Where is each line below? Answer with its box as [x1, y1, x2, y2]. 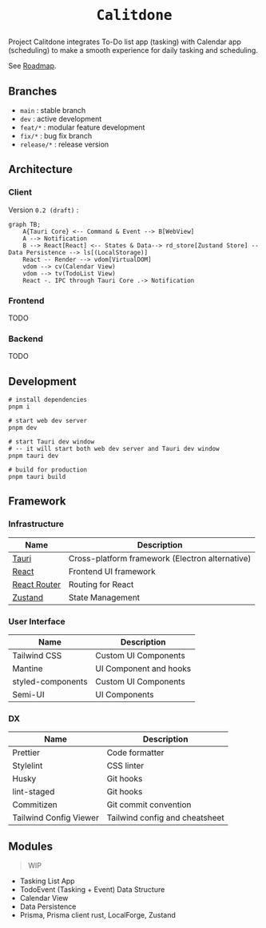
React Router [12, 579, 62, 590]
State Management [68, 592, 141, 603]
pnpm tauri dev [8, 452, 59, 460]
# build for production [8, 466, 88, 474]
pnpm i [8, 403, 30, 411]
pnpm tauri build [8, 473, 66, 481]
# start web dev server [8, 417, 88, 425]
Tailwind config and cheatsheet [106, 812, 225, 823]
